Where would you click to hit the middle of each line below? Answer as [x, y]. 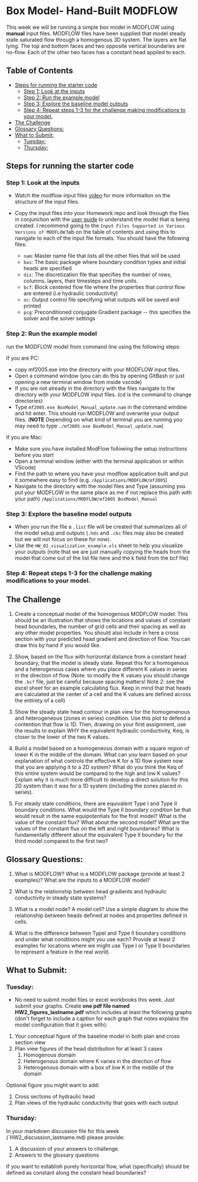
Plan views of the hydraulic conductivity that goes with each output [96, 1103]
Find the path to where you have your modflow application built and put [101, 474]
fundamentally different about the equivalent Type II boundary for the [99, 835]
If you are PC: [23, 358]
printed [32, 306]
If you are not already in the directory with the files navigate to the [95, 388]
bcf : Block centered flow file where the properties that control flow [104, 287]
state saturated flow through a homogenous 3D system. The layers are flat [96, 39]
